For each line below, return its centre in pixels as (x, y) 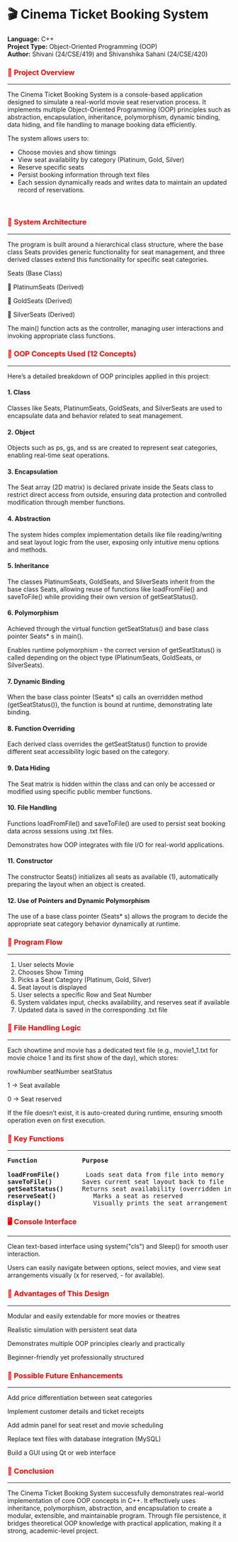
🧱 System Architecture (47, 222)
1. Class (19, 393)
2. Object (21, 432)
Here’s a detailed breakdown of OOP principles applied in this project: (109, 376)
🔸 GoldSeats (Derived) (40, 300)
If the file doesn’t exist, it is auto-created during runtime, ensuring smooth (115, 1112)
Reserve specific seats (51, 168)
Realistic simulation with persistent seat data (72, 1330)
